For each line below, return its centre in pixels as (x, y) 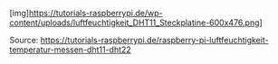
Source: (24, 40)
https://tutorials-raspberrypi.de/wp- (96, 13)
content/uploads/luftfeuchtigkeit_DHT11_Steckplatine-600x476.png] (136, 23)
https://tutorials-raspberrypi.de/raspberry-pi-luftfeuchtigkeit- (154, 40)
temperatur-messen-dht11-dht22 (70, 50)
